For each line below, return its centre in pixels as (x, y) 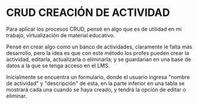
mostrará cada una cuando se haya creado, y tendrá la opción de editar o (96, 89)
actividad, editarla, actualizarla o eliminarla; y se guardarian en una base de (99, 59)
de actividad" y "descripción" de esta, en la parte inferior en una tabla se (95, 83)
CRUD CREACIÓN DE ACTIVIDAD (88, 13)
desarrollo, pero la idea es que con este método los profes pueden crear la (98, 53)
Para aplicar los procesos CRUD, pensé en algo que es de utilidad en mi (94, 29)
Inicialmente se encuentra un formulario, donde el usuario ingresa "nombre (98, 77)
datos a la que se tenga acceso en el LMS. (58, 66)
